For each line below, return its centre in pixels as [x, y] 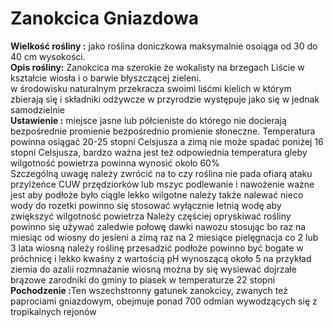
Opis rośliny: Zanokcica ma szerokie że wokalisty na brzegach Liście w [157, 67]
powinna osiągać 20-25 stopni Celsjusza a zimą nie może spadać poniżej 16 [167, 141]
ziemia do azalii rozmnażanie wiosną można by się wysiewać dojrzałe [153, 269]
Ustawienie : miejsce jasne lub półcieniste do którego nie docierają [148, 120]
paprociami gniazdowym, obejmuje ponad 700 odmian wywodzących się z [164, 301]
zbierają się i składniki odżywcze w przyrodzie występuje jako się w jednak [165, 99]
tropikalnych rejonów [53, 311]
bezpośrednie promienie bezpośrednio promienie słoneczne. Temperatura [163, 131]
